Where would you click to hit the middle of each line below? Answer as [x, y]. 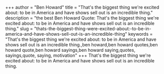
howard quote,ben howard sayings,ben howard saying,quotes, [70, 50]
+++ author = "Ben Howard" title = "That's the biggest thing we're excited [82, 7]
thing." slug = [19, 29]
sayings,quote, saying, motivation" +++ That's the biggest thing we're [78, 55]
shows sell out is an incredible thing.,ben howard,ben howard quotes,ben [81, 45]
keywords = [140, 34]
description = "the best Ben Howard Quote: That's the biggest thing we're [82, 18]
